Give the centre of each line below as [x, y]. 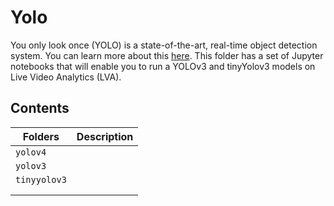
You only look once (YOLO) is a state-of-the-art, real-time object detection [164, 45]
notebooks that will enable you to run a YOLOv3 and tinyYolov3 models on [163, 66]
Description [105, 136]
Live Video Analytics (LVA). [66, 77]
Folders [41, 136]
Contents [40, 108]
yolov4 [31, 152]
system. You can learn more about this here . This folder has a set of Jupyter [167, 55]
